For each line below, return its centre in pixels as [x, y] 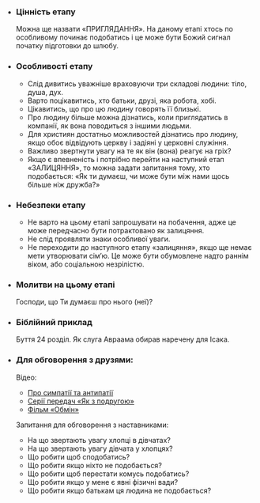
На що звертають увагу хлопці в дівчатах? [99, 440]
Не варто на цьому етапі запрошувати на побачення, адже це [132, 222]
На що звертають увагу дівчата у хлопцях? [100, 448]
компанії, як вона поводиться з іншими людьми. [109, 126]
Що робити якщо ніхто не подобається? [94, 465]
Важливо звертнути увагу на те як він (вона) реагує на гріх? [129, 151]
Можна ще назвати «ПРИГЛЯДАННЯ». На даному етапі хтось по [124, 29]
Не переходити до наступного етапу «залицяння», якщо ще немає [139, 247]
